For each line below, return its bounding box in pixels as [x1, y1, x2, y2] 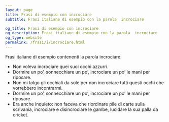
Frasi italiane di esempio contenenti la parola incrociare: [5, 53, 122, 59]
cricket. [12, 111, 29, 117]
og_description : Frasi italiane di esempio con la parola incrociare [5, 31, 158, 36]
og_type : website [5, 35, 42, 40]
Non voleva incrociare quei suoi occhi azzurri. [12, 64, 109, 70]
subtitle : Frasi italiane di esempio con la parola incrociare [5, 17, 144, 22]
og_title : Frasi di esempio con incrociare [5, 26, 99, 31]
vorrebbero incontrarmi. [12, 85, 63, 91]
